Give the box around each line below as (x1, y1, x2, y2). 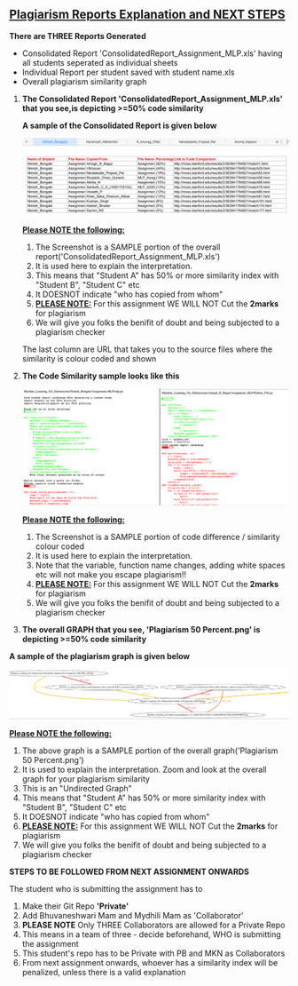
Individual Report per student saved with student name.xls (21, 67, 235, 77)
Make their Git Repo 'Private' (21, 901, 129, 911)
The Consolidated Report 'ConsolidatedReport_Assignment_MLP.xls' (21, 93, 283, 104)
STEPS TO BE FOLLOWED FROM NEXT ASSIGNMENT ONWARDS (9, 866, 250, 878)
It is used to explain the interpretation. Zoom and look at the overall (21, 764, 267, 775)
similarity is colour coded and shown (21, 353, 157, 363)
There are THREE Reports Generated (9, 30, 146, 41)
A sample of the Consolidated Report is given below (21, 120, 217, 131)
